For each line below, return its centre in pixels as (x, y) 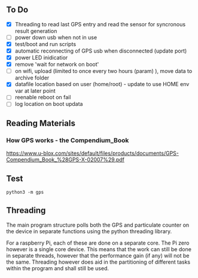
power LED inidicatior (41, 58)
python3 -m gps (25, 192)
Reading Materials (41, 123)
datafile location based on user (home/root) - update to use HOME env (102, 84)
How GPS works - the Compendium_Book (68, 140)
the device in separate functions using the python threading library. (89, 231)
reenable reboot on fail (43, 97)
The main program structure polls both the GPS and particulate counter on (98, 225)
